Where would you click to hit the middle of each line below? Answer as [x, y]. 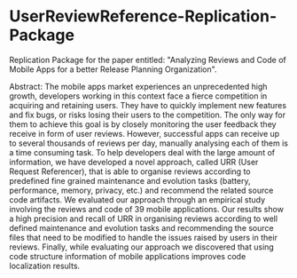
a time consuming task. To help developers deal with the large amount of [142, 152]
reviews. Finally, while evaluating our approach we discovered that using [142, 247]
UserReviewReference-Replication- [143, 16]
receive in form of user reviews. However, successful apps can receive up [145, 133]
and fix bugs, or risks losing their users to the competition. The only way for [148, 115]
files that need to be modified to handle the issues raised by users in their [143, 237]
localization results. [45, 266]
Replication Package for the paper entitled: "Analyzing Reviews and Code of [148, 60]
